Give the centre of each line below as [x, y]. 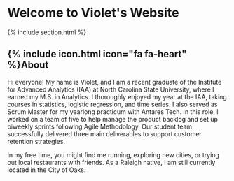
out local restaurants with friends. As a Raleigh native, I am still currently [111, 162]
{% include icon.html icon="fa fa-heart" [97, 54]
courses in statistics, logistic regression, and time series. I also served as [112, 104]
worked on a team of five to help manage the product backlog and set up [113, 119]
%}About [28, 65]
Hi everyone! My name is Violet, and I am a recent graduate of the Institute [115, 82]
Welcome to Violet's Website [93, 13]
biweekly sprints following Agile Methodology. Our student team [100, 126]
